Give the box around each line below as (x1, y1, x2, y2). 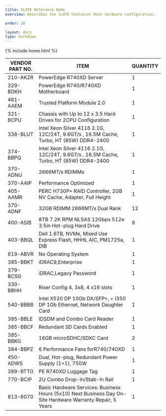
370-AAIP (7, 180, 32, 187)
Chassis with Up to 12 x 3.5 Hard (39, 111, 116, 118)
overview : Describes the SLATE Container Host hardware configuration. (5, 12, 156, 17)
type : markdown (5, 34, 37, 40)
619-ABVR (7, 250, 34, 257)
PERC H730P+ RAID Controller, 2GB (39, 188, 123, 195)
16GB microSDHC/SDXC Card (39, 334, 109, 341)
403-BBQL (7, 237, 34, 244)
